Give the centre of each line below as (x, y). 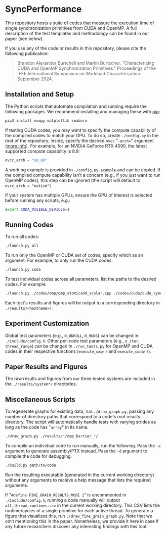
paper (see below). (24, 39)
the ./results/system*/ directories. (41, 384)
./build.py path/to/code (31, 465)
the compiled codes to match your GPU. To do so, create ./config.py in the (82, 135)
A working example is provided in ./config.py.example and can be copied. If (83, 170)
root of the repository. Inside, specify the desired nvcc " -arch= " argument (80, 141)
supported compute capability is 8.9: (42, 151)
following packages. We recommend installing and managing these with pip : (83, 111)
